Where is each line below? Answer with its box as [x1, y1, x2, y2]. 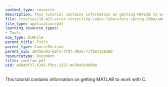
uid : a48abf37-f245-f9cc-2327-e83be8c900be [5, 63, 97, 68]
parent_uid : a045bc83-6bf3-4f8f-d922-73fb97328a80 [5, 49, 113, 54]
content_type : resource [5, 7, 55, 12]
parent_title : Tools [5, 40, 48, 45]
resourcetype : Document [5, 53, 55, 59]
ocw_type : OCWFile [5, 35, 43, 40]
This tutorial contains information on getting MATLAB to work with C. [5, 77, 146, 83]
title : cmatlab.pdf [5, 58, 46, 63]
